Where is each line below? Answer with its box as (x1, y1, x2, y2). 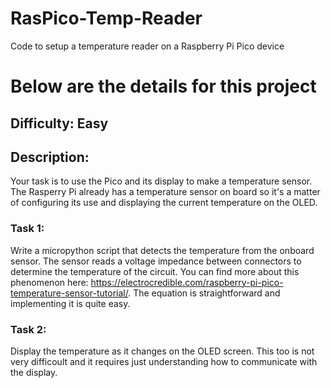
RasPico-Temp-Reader (10, 7, 203, 30)
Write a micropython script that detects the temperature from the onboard (10, 244, 315, 256)
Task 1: (10, 222, 45, 236)
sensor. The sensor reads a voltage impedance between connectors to (10, 255, 302, 267)
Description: (10, 148, 90, 166)
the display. (10, 366, 58, 378)
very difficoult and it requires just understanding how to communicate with (10, 355, 318, 367)
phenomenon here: (10, 276, 89, 288)
